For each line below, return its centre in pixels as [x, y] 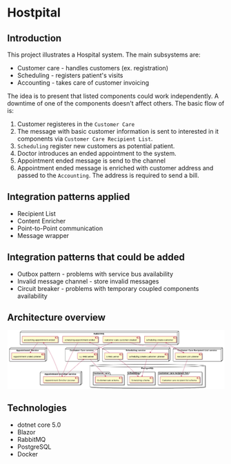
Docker [28, 454]
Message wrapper [43, 235]
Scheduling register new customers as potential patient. [96, 146]
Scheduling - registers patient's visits [70, 75]
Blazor [26, 432]
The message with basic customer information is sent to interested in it [118, 131]
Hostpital [34, 13]
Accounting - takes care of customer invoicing [83, 83]
